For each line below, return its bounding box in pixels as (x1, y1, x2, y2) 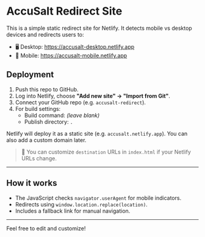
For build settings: (15, 105, 61, 112)
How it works (6, 178, 57, 188)
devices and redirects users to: (6, 30, 84, 38)
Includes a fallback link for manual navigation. (15, 207, 131, 214)
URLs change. (21, 154, 57, 162)
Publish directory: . (24, 118, 73, 126)
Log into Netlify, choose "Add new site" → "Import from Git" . (15, 92, 171, 99)
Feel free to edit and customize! (6, 224, 86, 232)
